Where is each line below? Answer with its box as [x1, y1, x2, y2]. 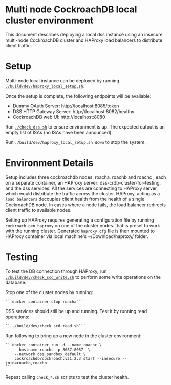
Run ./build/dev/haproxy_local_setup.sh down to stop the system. [5, 139, 146, 145]
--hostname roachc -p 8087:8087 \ [14, 347, 91, 352]
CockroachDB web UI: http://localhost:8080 [12, 114, 105, 120]
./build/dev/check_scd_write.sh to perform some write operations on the [5, 273, 161, 280]
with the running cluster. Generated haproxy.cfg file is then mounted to [5, 228, 155, 234]
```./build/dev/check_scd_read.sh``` [5, 323, 86, 328]
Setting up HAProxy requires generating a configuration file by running [5, 217, 155, 223]
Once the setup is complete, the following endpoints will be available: [5, 93, 152, 99]
